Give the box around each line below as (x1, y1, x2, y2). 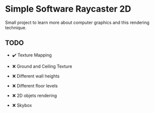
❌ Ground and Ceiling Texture (12, 63, 72, 69)
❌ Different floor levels (12, 83, 58, 89)
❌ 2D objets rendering (12, 93, 57, 98)
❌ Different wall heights (12, 73, 60, 79)
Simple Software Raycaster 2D (5, 3, 132, 15)
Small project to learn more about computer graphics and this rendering (5, 19, 150, 25)
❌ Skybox (12, 102, 32, 108)
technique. (5, 24, 27, 30)
